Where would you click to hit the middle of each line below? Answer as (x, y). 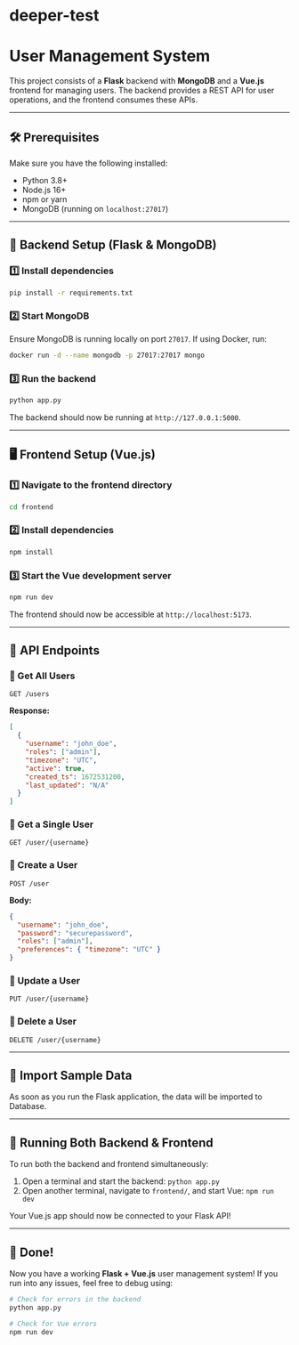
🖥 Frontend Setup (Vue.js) (82, 455)
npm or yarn (44, 199)
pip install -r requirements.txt (71, 293)
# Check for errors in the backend (75, 1300)
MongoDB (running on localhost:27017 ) (95, 208)
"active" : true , (56, 768)
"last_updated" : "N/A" (67, 785)
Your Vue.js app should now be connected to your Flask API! (120, 1216)
